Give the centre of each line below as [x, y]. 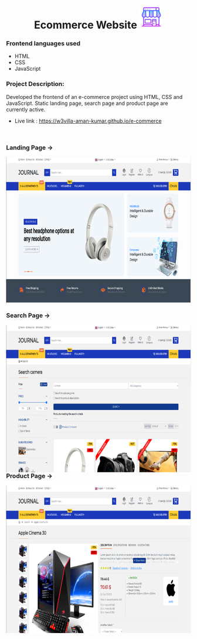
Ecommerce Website [86, 25]
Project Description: [35, 84]
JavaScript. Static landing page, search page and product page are [87, 103]
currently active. [26, 109]
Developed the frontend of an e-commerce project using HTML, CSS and [94, 97]
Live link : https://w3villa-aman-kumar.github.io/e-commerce [88, 121]
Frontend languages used [43, 44]
